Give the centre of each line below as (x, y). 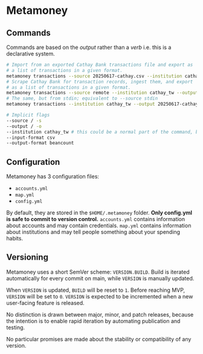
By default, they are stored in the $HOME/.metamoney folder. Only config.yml (99, 213)
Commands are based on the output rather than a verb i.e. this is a (89, 47)
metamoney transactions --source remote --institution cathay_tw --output (102, 93)
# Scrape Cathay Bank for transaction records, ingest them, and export (100, 82)
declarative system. (31, 54)
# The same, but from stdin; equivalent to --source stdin (82, 98)
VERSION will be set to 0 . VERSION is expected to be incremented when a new (100, 296)
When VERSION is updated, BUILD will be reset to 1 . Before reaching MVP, (96, 290)
